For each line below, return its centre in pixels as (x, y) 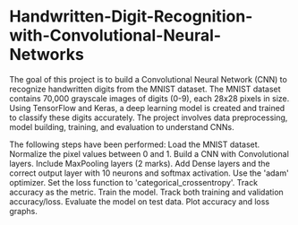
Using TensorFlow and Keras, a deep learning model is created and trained (147, 108)
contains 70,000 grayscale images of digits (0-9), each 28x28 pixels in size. (149, 98)
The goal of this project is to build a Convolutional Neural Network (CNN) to (149, 79)
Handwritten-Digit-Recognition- (131, 17)
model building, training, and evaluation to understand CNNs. (122, 126)
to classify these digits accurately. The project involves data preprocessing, (149, 117)
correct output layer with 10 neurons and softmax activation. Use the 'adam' (149, 173)
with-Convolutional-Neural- (115, 35)
